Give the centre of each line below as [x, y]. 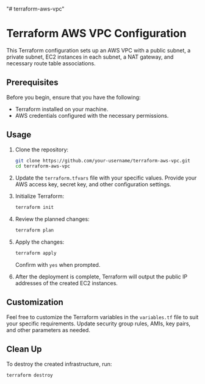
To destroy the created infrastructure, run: [59, 364]
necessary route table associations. [51, 63]
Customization [35, 302]
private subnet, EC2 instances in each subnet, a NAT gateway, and [90, 57]
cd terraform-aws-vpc [42, 166]
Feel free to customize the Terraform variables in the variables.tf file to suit [103, 317]
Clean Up [24, 350]
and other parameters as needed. [48, 330]
